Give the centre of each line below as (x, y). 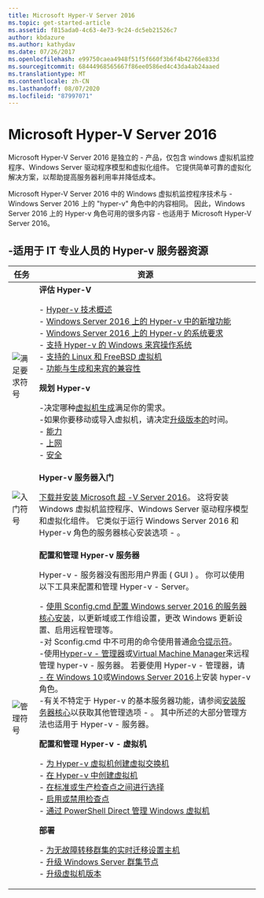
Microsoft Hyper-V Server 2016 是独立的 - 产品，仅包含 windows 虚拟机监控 (131, 157)
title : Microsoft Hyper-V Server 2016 (71, 15)
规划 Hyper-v (64, 388)
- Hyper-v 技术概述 (75, 309)
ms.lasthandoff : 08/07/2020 (54, 88)
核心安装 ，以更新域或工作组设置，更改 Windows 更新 (137, 618)
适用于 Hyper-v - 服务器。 (104, 724)
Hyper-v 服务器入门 (76, 478)
